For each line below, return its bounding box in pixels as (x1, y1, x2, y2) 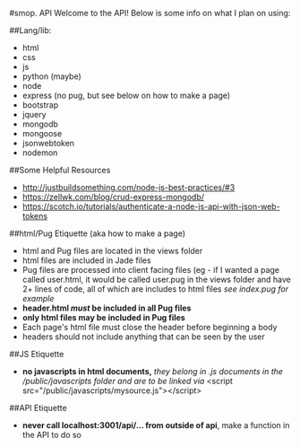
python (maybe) (21, 71, 82, 82)
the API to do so (21, 430, 82, 440)
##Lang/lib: (9, 25, 52, 35)
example (21, 294, 55, 303)
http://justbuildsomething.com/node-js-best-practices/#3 (21, 182, 236, 192)
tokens (21, 211, 47, 221)
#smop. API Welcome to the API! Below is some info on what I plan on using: (9, 8, 291, 18)
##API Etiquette (9, 403, 67, 413)
